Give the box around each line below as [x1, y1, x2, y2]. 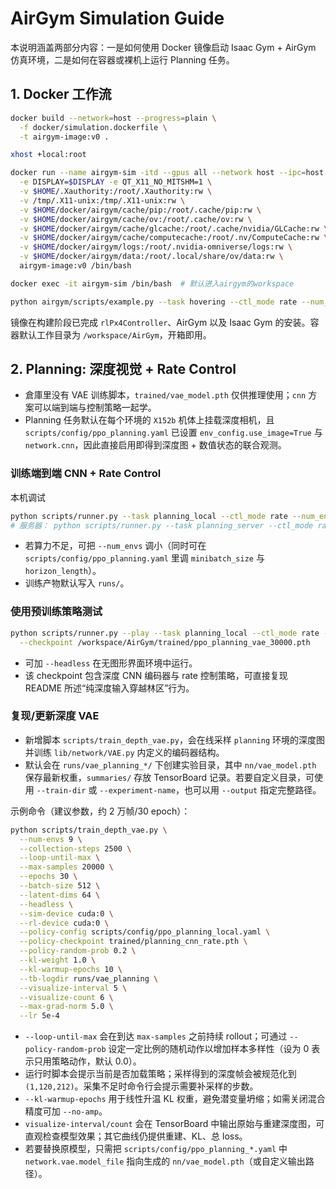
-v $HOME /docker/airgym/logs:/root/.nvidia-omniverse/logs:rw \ [19, 242, 293, 252]
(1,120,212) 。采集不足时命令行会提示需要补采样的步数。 [24, 1080, 259, 1092]
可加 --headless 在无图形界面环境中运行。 [24, 657, 198, 669]
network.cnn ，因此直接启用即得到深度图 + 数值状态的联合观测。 [24, 439, 287, 451]
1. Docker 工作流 [10, 86, 112, 103]
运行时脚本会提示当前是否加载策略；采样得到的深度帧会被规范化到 [24, 1068, 297, 1080]
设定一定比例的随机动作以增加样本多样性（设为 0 [108, 1043, 310, 1055]
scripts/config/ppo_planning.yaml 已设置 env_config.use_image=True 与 [24, 427, 323, 439]
